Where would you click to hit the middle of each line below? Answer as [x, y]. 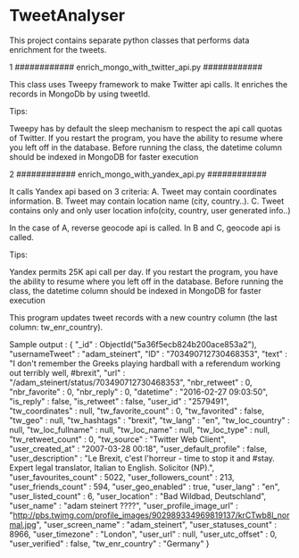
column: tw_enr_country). [56, 327]
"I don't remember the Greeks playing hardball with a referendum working [145, 363]
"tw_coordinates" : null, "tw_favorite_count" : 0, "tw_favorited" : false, [137, 411]
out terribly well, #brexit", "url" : [67, 372]
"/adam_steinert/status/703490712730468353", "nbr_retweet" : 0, [131, 382]
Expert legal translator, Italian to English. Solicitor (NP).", [112, 467]
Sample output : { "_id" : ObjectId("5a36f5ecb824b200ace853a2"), [133, 344]
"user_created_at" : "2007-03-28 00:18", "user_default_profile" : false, [138, 448]
